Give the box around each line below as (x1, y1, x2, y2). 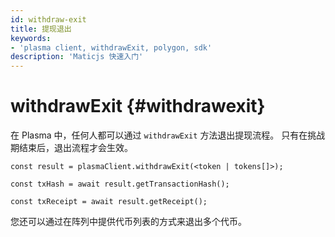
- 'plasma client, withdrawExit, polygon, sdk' (10, 42, 213, 53)
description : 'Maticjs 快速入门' (10, 52, 144, 62)
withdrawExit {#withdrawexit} (10, 95, 266, 118)
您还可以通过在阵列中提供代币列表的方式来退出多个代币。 (10, 216, 247, 228)
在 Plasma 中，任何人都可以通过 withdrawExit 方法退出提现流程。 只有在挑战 (10, 129, 326, 141)
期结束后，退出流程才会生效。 (10, 142, 133, 154)
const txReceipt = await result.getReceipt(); (10, 197, 208, 207)
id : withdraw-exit (10, 14, 87, 25)
